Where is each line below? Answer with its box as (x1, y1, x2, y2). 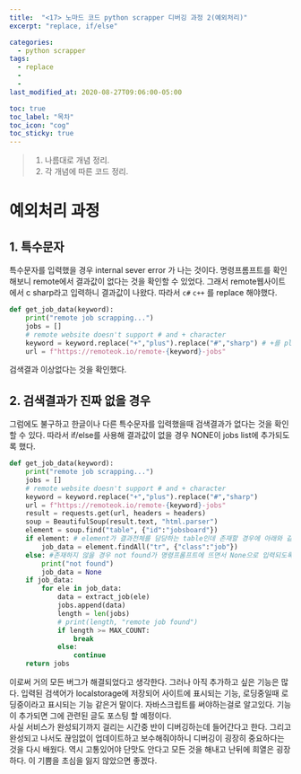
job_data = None (41, 567, 102, 576)
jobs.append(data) (56, 601, 126, 611)
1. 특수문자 (9, 239, 64, 254)
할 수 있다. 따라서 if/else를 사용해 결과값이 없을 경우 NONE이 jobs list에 (9, 430, 259, 441)
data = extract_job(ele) (56, 593, 150, 602)
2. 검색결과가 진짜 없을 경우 (9, 392, 151, 409)
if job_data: (25, 576, 74, 585)
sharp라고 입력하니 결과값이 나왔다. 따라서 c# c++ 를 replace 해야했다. (32, 287, 278, 298)
